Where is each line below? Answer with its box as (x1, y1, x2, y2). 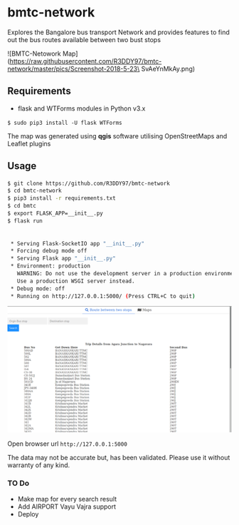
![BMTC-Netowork (7, 49, 62, 58)
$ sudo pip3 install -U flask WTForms (7, 119, 122, 126)
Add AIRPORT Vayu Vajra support (17, 502, 116, 511)
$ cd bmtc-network (7, 187, 62, 195)
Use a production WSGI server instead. (16, 277, 135, 285)
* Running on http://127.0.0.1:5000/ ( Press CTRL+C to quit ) (10, 292, 196, 300)
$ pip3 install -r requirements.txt (7, 195, 116, 202)
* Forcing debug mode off (10, 248, 87, 255)
